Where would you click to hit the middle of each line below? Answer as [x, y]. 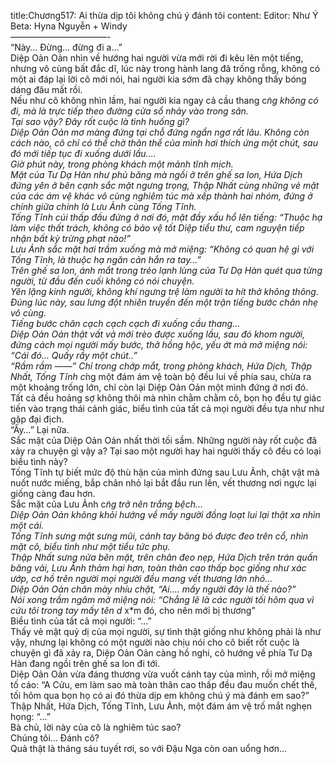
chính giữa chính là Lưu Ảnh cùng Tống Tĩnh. [103, 206]
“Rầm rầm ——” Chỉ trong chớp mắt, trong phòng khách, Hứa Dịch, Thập [161, 366]
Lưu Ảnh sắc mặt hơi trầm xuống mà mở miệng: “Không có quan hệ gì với [162, 249]
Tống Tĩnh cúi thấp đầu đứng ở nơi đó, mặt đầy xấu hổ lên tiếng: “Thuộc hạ [166, 217]
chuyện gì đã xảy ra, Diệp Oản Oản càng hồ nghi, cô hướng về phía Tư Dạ [161, 653]
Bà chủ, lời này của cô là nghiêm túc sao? [96, 727]
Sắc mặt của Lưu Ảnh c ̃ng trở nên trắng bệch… [107, 504]
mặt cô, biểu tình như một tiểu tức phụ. [90, 546]
